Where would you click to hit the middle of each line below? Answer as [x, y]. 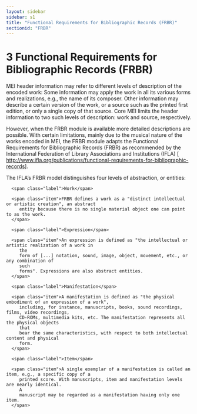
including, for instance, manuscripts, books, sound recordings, [101, 307]
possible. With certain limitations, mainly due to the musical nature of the [94, 135]
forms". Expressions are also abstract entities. [81, 271]
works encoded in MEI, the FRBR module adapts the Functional [82, 142]
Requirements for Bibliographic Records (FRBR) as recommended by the [94, 147]
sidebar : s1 [21, 17]
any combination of [30, 261]
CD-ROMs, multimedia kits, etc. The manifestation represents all [102, 318]
